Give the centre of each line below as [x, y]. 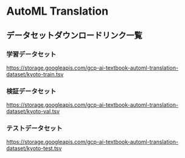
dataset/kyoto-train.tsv [35, 74]
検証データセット [31, 91]
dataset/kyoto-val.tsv [33, 112]
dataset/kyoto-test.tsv [34, 148]
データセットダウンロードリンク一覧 [74, 35]
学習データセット [31, 54]
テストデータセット [34, 128]
